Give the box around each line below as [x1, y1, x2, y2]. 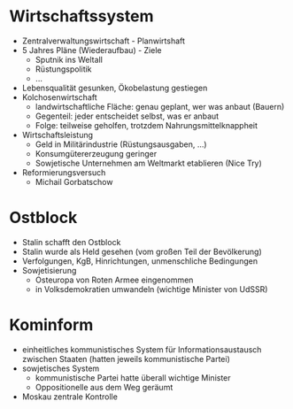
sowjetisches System [21, 363, 100, 374]
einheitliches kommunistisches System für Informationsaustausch [21, 343, 262, 355]
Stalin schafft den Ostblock [21, 236, 121, 247]
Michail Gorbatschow [35, 176, 113, 187]
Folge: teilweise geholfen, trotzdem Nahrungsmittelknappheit [35, 120, 258, 130]
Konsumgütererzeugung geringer [35, 148, 158, 158]
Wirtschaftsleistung [21, 129, 94, 140]
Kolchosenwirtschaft [21, 91, 97, 103]
